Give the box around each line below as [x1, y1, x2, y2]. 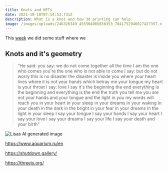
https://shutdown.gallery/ [5, 150, 57, 156]
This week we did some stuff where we [5, 35, 86, 41]
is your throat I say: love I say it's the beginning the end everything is [17, 84, 159, 90]
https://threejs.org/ [5, 160, 44, 166]
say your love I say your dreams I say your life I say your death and [17, 116, 155, 122]
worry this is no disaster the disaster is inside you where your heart [17, 73, 156, 79]
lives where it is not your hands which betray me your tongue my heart [17, 78, 163, 85]
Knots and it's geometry [5, 49, 82, 58]
